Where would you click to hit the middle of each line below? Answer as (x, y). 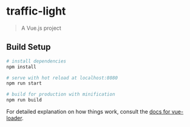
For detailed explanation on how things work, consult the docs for (88, 112)
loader (14, 118)
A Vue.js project (41, 28)
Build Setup (29, 47)
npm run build (24, 100)
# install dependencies (36, 61)
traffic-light (36, 11)
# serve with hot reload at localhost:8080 (62, 78)
